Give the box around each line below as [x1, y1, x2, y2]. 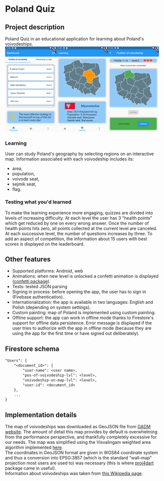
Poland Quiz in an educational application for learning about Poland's [5, 36, 144, 42]
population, [12, 171, 35, 177]
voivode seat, [12, 176, 40, 182]
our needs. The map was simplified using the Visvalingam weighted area [5, 439, 151, 445]
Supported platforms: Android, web [12, 268, 83, 274]
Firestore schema [5, 344, 60, 353]
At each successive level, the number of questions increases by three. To [5, 230, 153, 236]
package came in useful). [5, 465, 56, 471]
